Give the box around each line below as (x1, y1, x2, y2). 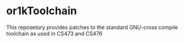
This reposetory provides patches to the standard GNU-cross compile (6, 24, 178, 31)
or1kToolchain (6, 4, 77, 18)
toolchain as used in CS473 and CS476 (6, 30, 103, 37)
